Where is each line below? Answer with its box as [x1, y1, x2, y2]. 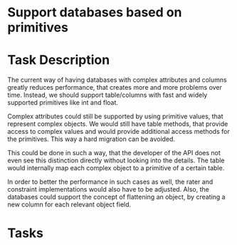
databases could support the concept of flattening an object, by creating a [7, 193, 226, 202]
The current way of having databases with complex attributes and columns [7, 75, 227, 84]
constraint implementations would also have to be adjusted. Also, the [7, 185, 210, 194]
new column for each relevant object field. [7, 200, 132, 209]
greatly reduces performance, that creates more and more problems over [7, 83, 223, 92]
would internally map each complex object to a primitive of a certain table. [7, 164, 225, 172]
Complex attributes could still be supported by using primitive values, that [7, 112, 223, 121]
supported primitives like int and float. [7, 98, 119, 107]
